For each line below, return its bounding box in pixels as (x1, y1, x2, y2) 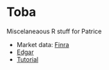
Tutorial (16, 55, 39, 63)
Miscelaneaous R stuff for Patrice (6, 27, 102, 35)
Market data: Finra (16, 40, 69, 49)
